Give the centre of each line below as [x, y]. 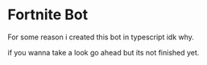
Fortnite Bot [48, 15]
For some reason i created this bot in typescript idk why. [101, 37]
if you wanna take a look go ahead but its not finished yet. [103, 52]
